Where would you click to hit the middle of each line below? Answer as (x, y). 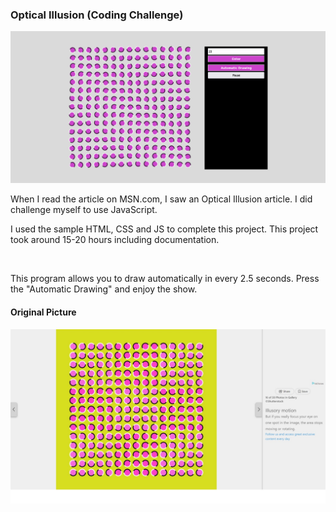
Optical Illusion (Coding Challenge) (97, 15)
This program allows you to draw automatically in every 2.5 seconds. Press (165, 279)
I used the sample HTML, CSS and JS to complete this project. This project (164, 229)
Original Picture (43, 312)
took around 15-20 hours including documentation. (115, 240)
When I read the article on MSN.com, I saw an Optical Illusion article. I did (161, 199)
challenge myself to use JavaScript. (84, 210)
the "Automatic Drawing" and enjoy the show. (104, 289)
